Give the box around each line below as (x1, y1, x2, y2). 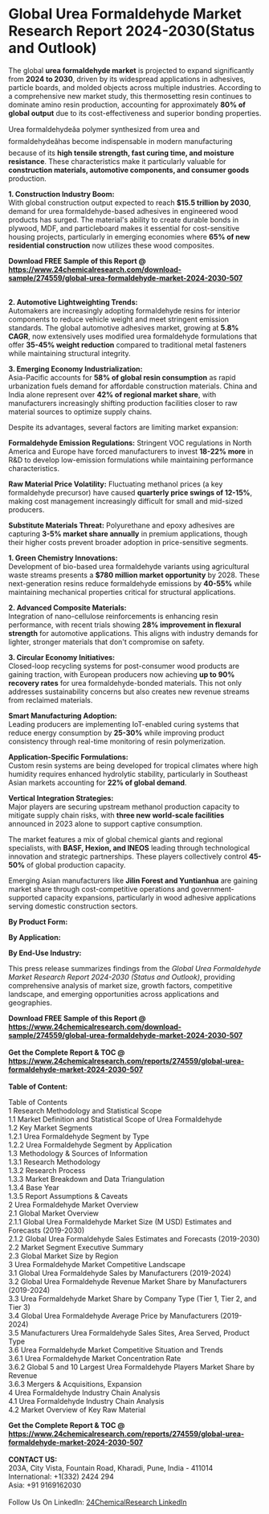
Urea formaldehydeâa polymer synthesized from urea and (8, 124, 201, 133)
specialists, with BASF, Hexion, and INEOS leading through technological (8, 843, 251, 852)
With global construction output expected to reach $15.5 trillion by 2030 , (8, 198, 251, 207)
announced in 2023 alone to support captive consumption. (8, 819, 203, 828)
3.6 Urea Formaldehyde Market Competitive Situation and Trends (8, 1344, 223, 1355)
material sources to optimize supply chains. (8, 407, 153, 416)
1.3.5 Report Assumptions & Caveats (8, 1191, 128, 1200)
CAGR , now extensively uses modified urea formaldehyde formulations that (8, 331, 258, 341)
